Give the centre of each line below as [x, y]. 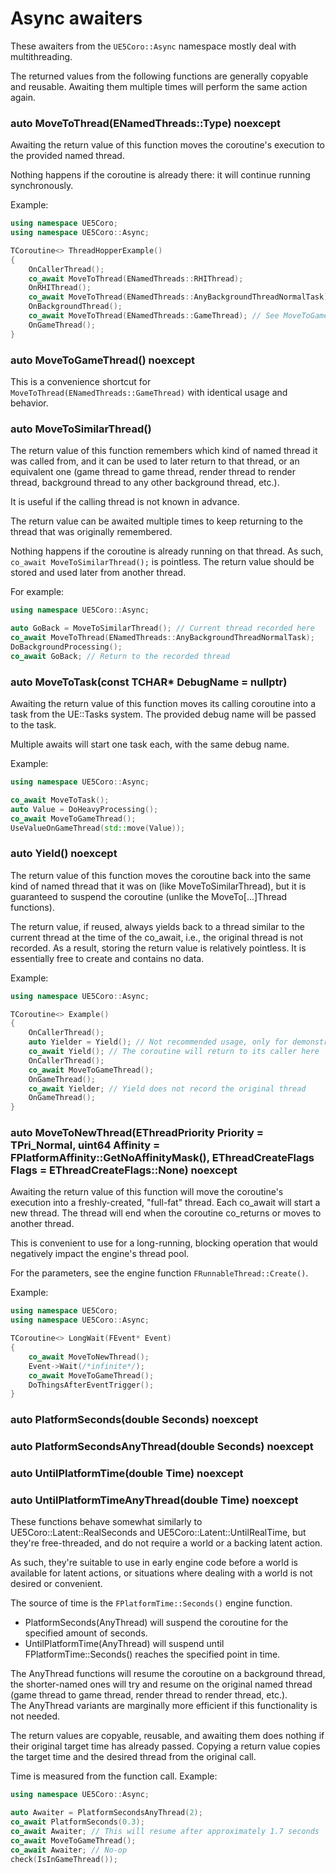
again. [23, 97]
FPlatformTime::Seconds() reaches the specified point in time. [152, 1654]
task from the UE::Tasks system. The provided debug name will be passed [163, 714]
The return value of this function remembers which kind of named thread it [164, 451]
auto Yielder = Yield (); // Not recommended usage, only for [158, 1042]
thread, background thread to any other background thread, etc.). [145, 483]
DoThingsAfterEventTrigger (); [91, 1385]
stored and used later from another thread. [98, 573]
